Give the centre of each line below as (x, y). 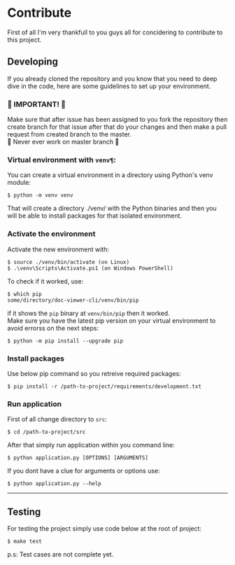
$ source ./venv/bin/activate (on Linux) (69, 262)
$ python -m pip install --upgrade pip (65, 341)
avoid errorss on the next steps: (53, 328)
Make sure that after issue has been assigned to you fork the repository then (117, 120)
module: (19, 183)
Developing (33, 62)
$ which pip (24, 294)
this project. (24, 39)
